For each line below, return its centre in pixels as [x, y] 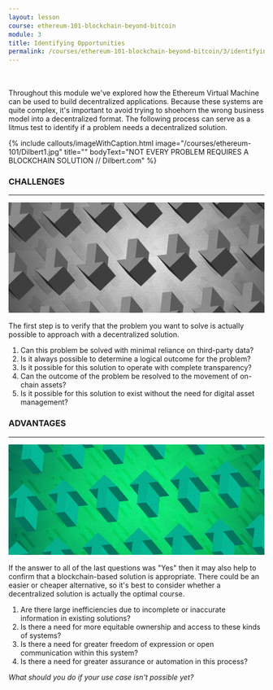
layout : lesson [34, 17]
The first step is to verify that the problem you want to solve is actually [126, 326]
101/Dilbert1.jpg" [35, 152]
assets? [53, 385]
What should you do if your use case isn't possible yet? [101, 677]
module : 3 [25, 34]
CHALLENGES [37, 181]
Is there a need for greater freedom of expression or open [117, 644]
